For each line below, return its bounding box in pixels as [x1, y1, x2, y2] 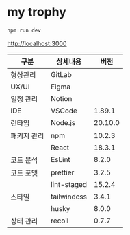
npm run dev [7, 27, 41, 34]
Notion [50, 93, 73, 103]
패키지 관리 [10, 131, 44, 141]
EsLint [50, 155, 70, 164]
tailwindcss [50, 192, 88, 201]
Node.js [50, 117, 76, 127]
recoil [50, 216, 69, 225]
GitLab [50, 69, 72, 79]
